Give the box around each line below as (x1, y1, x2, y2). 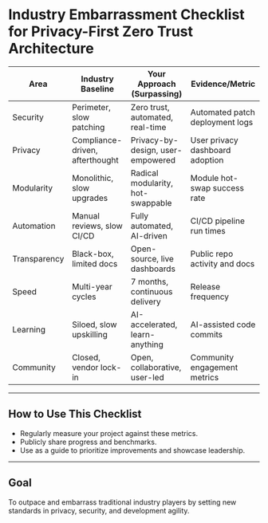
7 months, (130, 276, 169, 287)
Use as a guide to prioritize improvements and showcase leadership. (19, 445, 246, 455)
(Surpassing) (131, 88, 183, 99)
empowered (130, 154, 176, 165)
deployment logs (190, 116, 254, 128)
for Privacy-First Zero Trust (8, 22, 194, 41)
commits (190, 328, 223, 340)
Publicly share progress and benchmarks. (19, 437, 157, 446)
